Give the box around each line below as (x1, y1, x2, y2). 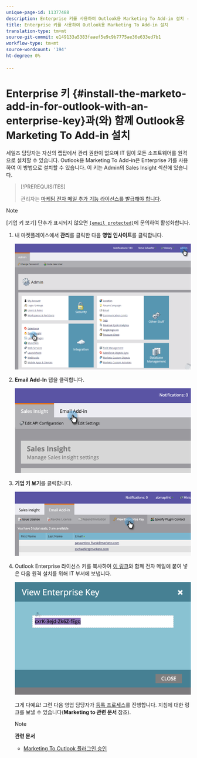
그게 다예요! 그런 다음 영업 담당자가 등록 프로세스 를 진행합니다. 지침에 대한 (14, 702, 184, 709)
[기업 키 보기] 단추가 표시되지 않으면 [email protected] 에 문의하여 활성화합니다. (6, 219, 191, 226)
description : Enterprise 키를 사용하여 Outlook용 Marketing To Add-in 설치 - (6, 15, 189, 22)
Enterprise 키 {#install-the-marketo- (6, 87, 186, 100)
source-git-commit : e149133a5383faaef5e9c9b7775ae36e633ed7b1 (6, 34, 161, 41)
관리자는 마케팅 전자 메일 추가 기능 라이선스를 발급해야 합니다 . (20, 195, 162, 202)
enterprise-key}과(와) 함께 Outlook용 (6, 114, 185, 127)
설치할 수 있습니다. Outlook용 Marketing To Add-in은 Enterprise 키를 (16, 156, 178, 164)
